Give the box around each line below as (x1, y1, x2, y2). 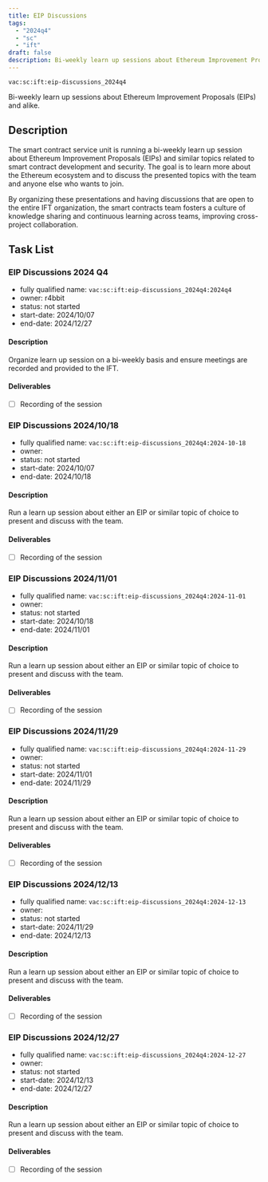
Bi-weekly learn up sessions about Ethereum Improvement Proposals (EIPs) (8, 92, 257, 101)
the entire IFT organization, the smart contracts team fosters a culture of (8, 203, 246, 212)
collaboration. (33, 219, 78, 229)
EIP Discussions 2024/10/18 (8, 420, 120, 431)
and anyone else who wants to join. (8, 179, 124, 188)
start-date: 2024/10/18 (19, 616, 94, 626)
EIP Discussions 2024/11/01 (8, 572, 117, 583)
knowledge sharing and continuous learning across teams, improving (8, 211, 235, 220)
